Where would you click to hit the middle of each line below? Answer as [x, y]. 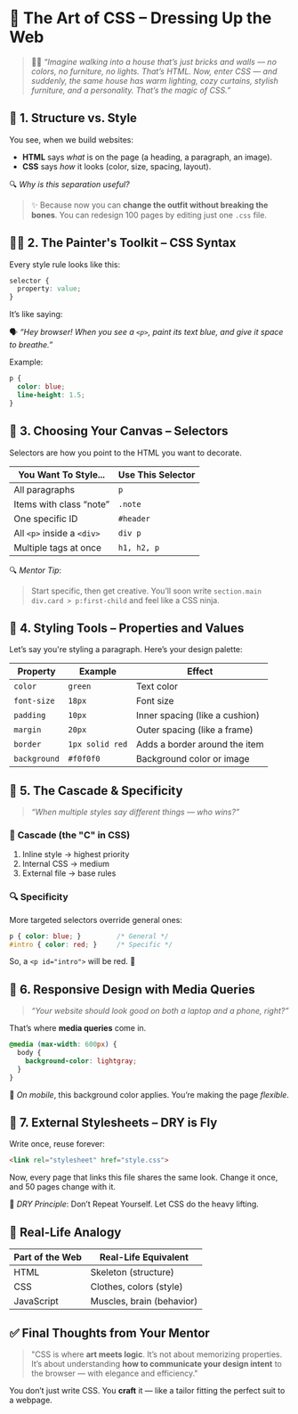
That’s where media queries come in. [78, 1028]
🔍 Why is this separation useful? [70, 184]
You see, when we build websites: [72, 139]
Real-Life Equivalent [144, 1257]
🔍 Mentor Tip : [36, 570]
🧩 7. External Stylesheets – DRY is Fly [113, 1123]
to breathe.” [31, 345]
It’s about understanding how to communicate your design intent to [156, 1363]
